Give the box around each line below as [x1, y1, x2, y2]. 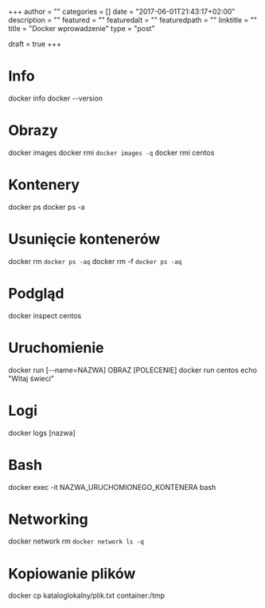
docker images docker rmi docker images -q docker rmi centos [8, 148, 215, 157]
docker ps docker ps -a [8, 202, 85, 211]
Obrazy [8, 121, 58, 140]
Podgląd [8, 284, 64, 302]
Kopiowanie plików [8, 564, 136, 582]
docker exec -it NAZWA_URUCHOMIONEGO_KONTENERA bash [8, 482, 216, 492]
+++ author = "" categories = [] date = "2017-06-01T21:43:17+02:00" [8, 7, 236, 16]
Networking [8, 510, 89, 528]
